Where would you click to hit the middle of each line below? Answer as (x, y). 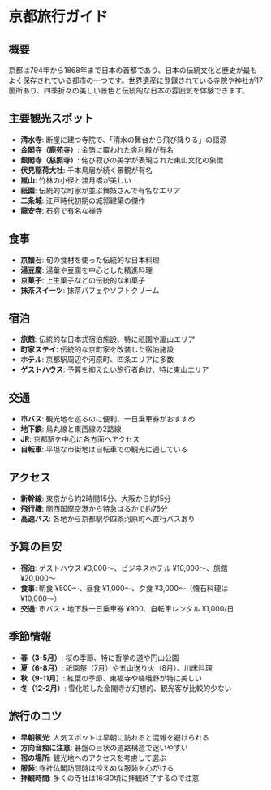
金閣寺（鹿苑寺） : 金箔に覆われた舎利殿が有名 (97, 149)
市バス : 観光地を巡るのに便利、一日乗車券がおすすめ (108, 419)
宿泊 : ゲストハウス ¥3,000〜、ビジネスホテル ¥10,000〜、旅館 (124, 568)
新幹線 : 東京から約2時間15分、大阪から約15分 (96, 499)
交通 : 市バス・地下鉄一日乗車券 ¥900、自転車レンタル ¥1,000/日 (127, 608)
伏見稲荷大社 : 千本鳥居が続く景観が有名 (86, 170)
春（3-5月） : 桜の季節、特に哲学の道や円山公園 (100, 658)
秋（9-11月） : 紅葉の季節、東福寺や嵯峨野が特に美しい (111, 678)
